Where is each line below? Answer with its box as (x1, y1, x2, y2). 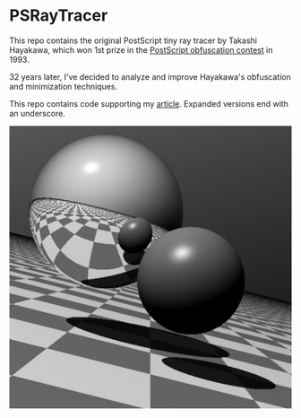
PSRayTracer (9, 5, 108, 26)
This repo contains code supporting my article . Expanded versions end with (9, 98, 289, 109)
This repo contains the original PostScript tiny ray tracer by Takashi (9, 35, 258, 46)
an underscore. (9, 108, 65, 118)
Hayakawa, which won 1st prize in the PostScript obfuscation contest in (9, 44, 273, 55)
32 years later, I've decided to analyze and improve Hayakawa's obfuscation (9, 71, 291, 82)
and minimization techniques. (9, 81, 118, 91)
